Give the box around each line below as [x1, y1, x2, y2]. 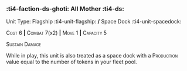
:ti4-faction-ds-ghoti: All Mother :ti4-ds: [6, 5, 124, 13]
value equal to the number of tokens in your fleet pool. [6, 58, 137, 66]
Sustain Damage [6, 40, 42, 48]
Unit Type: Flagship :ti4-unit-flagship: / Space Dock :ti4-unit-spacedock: [6, 18, 182, 25]
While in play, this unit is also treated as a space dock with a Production [6, 52, 178, 59]
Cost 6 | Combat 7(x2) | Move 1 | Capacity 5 [6, 29, 107, 36]
